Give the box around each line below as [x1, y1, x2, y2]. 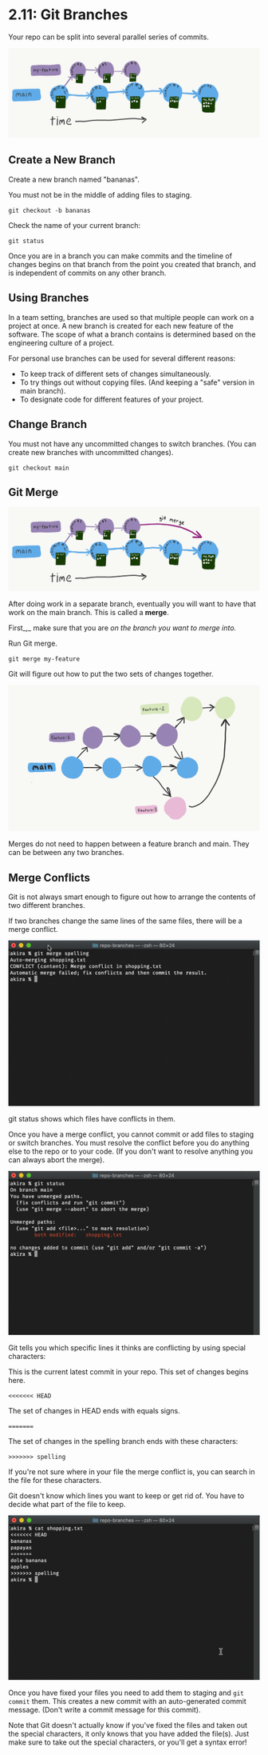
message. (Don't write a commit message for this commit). [8, 1705, 201, 1715]
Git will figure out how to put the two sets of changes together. [8, 670, 214, 679]
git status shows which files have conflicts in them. [8, 1113, 175, 1123]
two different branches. [8, 901, 85, 910]
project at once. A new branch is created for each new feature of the [8, 321, 234, 330]
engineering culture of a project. [8, 338, 114, 347]
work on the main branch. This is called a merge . [8, 608, 169, 618]
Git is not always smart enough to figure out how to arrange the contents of [8, 892, 256, 901]
